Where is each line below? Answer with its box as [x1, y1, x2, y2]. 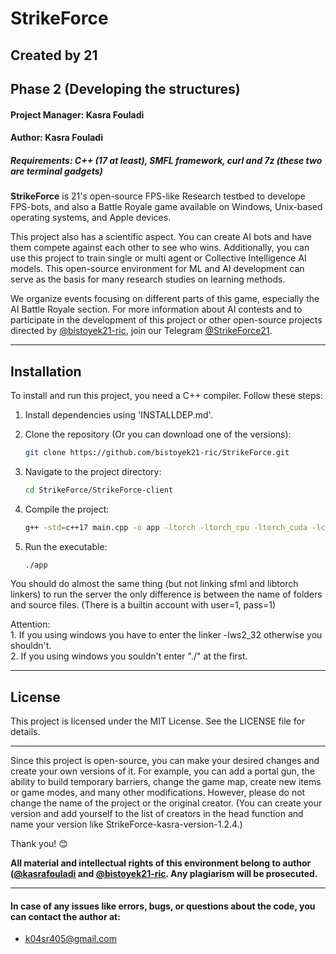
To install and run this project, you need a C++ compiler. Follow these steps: [10, 389, 323, 401]
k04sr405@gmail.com [24, 933, 117, 945]
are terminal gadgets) [10, 165, 103, 177]
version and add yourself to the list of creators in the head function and [10, 808, 304, 820]
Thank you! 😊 [10, 838, 68, 850]
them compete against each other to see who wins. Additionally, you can [10, 242, 310, 254]
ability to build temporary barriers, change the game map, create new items [10, 776, 322, 788]
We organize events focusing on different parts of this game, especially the [10, 293, 320, 305]
